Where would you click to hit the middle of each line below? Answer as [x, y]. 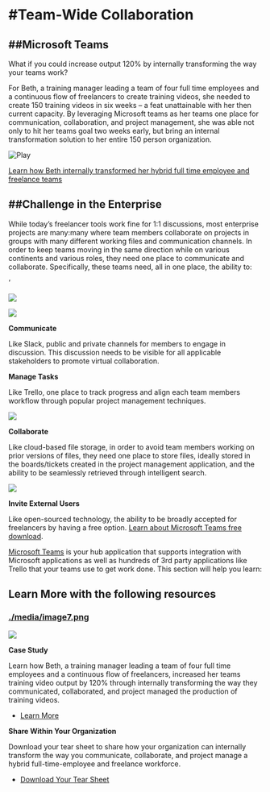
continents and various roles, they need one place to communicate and [126, 258]
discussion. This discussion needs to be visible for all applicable [115, 352]
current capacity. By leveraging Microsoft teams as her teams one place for [134, 114]
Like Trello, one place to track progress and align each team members [125, 392]
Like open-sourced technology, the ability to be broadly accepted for [123, 519]
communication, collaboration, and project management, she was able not [131, 122]
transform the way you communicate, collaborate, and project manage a [128, 755]
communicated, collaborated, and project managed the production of [123, 691]
